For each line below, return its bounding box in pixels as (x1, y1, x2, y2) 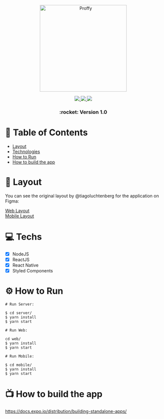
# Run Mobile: (5, 354, 35, 359)
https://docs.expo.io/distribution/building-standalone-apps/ (5, 408, 127, 414)
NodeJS (12, 251, 29, 257)
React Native (12, 262, 39, 268)
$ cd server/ (5, 310, 32, 315)
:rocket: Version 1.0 (59, 108, 108, 115)
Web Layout (5, 208, 30, 213)
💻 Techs (5, 231, 42, 242)
